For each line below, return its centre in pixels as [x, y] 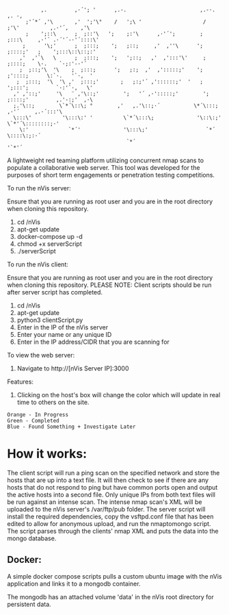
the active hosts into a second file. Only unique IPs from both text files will [111, 494]
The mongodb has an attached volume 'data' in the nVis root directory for [110, 597]
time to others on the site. [53, 402]
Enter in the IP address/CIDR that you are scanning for [93, 342]
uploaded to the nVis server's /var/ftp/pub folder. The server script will [106, 509]
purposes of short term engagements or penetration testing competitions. [111, 175]
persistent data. [29, 604]
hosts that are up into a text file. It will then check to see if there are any [108, 480]
